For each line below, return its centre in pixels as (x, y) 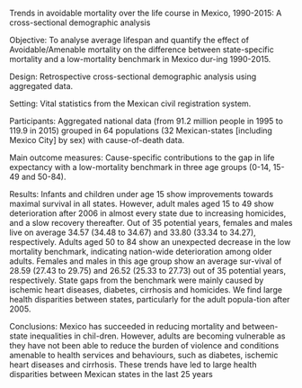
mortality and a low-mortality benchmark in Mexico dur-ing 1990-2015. (140, 59)
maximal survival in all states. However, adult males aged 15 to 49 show (142, 203)
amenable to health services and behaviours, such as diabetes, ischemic (144, 355)
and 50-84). (44, 176)
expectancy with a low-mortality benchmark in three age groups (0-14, (140, 167)
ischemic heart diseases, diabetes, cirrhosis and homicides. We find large (146, 290)
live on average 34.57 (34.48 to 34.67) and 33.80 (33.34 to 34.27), (133, 232)
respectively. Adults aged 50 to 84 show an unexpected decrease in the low (150, 242)
